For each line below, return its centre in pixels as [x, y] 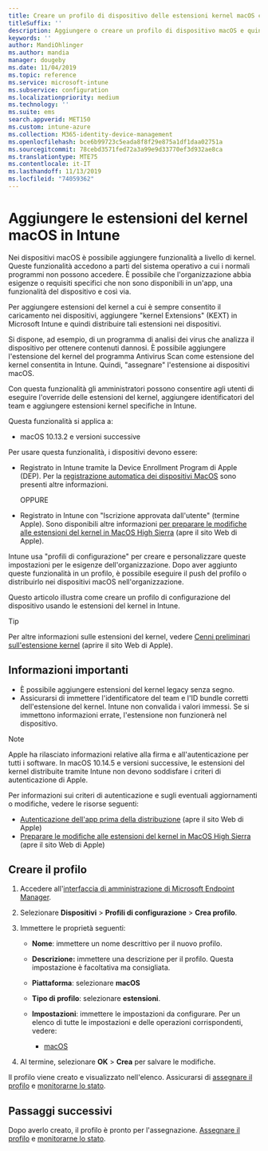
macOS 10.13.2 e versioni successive [80, 437]
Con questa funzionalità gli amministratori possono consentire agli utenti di [131, 389]
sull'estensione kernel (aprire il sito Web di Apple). [91, 645]
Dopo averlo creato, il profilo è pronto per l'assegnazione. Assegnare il [124, 1130]
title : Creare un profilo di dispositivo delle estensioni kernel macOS [132, 16]
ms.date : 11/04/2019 [43, 68]
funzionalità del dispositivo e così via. [70, 291]
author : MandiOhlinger [46, 45]
